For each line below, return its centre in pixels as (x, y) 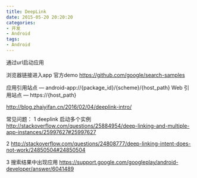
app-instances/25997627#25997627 (51, 132)
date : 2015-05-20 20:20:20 (40, 17)
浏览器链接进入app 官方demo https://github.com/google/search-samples (96, 75)
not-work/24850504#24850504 (46, 150)
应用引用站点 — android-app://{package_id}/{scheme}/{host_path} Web (94, 87)
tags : (13, 39)
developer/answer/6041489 (40, 169)
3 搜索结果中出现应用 (32, 162)
